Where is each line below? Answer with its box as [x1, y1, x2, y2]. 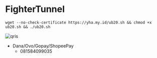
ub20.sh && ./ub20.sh [5, 24, 51, 29]
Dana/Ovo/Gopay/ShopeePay [12, 42, 74, 48]
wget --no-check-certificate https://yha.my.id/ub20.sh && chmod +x [5, 20, 152, 25]
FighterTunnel [5, 3, 65, 15]
